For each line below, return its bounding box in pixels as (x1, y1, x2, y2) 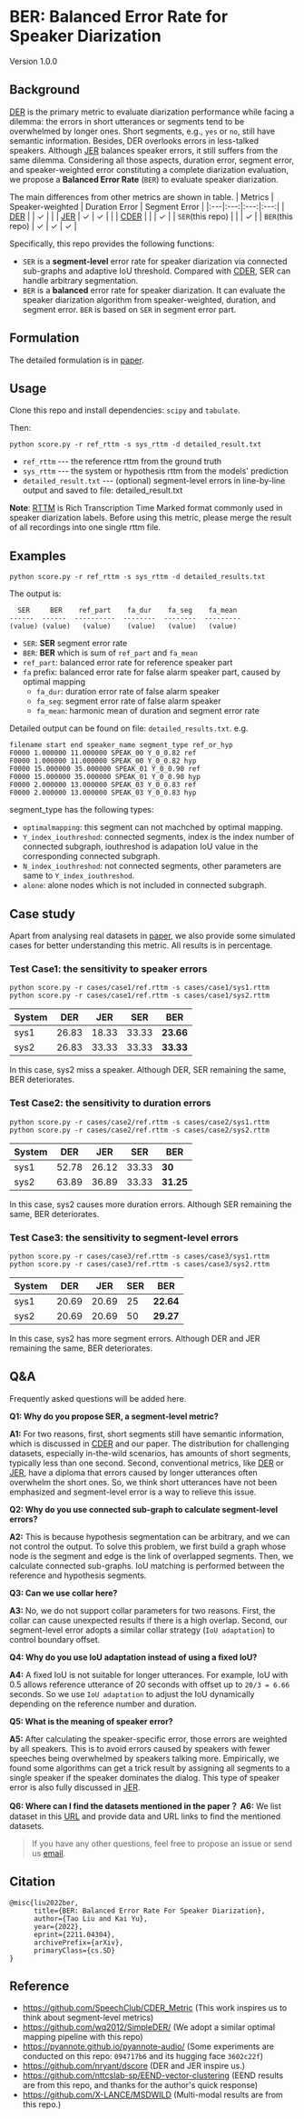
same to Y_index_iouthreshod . (22, 870, 135, 881)
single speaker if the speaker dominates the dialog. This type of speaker (9, 1772, 279, 1783)
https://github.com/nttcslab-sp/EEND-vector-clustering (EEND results (22, 2070, 284, 2081)
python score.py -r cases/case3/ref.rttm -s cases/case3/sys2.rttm (9, 1259, 270, 1269)
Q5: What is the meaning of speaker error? (9, 1715, 174, 1726)
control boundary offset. (9, 1634, 101, 1644)
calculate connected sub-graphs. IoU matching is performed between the (9, 1560, 285, 1571)
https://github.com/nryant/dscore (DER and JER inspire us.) (22, 2061, 246, 2072)
